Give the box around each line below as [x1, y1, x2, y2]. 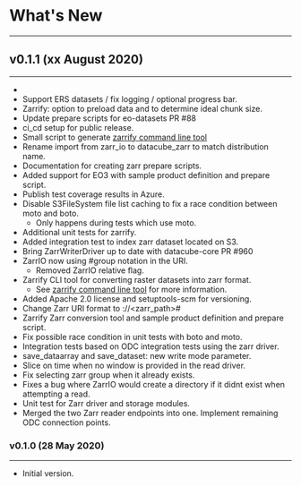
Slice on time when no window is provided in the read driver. [21, 360, 246, 371]
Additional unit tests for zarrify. [21, 226, 137, 237]
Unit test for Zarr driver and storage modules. [21, 397, 191, 408]
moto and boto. [21, 208, 79, 218]
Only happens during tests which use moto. [35, 217, 197, 228]
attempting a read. [21, 388, 91, 399]
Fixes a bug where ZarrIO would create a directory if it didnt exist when [21, 379, 285, 389]
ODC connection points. [21, 417, 111, 428]
